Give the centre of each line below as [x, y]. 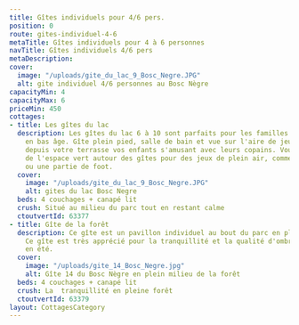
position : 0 [31, 26]
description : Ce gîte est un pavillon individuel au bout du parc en [149, 232]
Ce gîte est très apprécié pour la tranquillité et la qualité [145, 241]
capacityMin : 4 [37, 92]
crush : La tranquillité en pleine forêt [95, 290]
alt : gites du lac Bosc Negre [81, 191]
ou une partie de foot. [69, 167]
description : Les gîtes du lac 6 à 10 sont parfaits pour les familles [153, 134]
